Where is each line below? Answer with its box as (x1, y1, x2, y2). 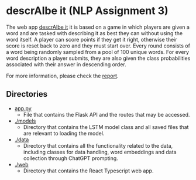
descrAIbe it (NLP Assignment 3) (6, 4, 169, 18)
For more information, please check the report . (6, 72, 119, 79)
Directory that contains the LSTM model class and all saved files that (23, 123, 189, 130)
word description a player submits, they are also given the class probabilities (6, 55, 191, 62)
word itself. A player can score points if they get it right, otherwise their (6, 36, 177, 43)
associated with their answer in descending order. (6, 60, 127, 68)
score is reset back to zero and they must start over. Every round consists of (6, 42, 190, 49)
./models (14, 117, 36, 124)
